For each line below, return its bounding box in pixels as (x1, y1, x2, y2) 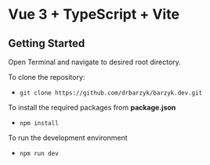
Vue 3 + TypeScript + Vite (8, 5, 180, 23)
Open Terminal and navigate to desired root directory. (8, 57, 182, 66)
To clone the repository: (8, 73, 85, 81)
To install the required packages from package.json (8, 103, 176, 112)
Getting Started (8, 37, 85, 50)
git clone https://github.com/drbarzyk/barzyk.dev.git (19, 89, 203, 97)
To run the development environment (8, 133, 128, 142)
